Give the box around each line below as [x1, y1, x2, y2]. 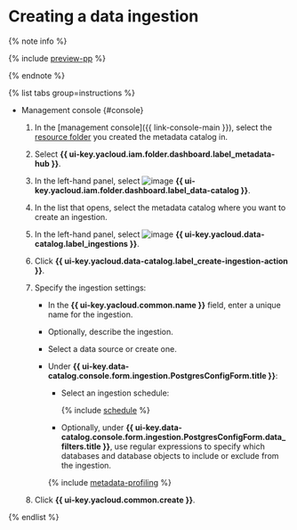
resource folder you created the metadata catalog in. [34, 131, 229, 142]
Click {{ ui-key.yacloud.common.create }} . [34, 494, 196, 505]
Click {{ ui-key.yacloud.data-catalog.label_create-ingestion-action [34, 256, 288, 266]
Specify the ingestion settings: [34, 282, 147, 293]
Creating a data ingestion [8, 6, 199, 27]
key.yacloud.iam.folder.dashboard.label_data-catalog [34, 184, 239, 195]
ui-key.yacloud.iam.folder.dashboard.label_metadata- [68, 149, 276, 159]
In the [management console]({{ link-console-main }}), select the [34, 122, 273, 133]
